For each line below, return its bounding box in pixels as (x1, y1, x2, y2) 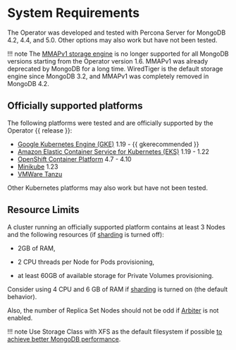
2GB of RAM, (17, 243, 56, 252)
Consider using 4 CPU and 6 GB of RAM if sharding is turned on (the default (7, 284, 228, 294)
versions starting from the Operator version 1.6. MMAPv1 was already (7, 56, 209, 65)
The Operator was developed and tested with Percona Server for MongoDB (7, 28, 226, 37)
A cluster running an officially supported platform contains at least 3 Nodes (7, 222, 225, 231)
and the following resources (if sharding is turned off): (7, 230, 164, 239)
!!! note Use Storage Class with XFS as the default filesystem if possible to (7, 327, 223, 336)
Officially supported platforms (7, 100, 143, 112)
